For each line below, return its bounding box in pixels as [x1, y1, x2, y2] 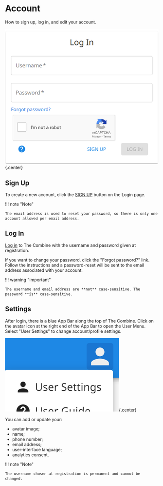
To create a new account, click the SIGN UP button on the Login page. [5, 191, 145, 198]
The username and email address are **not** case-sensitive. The [5, 286, 140, 292]
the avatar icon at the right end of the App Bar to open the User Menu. [5, 323, 146, 329]
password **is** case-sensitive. [5, 291, 73, 297]
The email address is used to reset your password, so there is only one [5, 211, 158, 216]
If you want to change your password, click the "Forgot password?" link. [5, 257, 150, 263]
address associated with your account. [5, 267, 83, 273]
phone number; [12, 436, 43, 442]
